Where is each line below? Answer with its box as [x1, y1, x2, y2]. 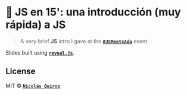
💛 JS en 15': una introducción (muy [5, 5, 181, 19]
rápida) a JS [5, 18, 66, 31]
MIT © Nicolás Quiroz [5, 82, 61, 89]
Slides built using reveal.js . [5, 49, 75, 56]
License [5, 66, 36, 77]
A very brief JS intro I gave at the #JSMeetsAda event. [20, 37, 149, 45]
